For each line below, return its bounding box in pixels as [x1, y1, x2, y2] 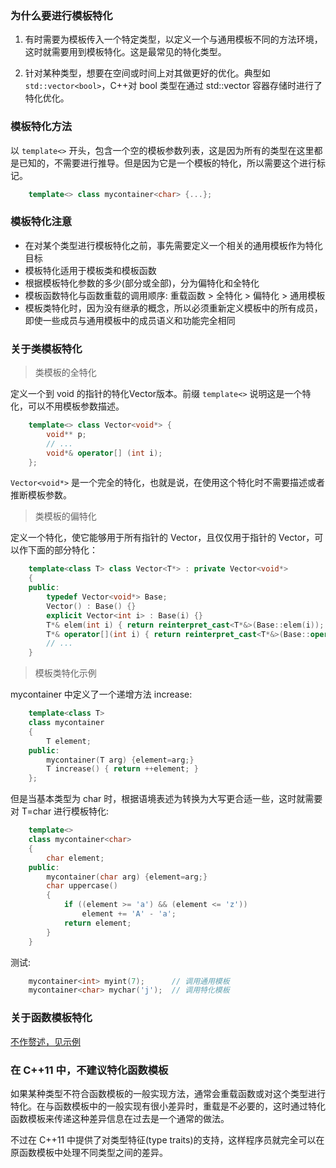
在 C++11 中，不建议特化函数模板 [10, 1063, 169, 1077]
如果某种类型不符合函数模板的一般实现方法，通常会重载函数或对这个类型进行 [10, 1087, 326, 1099]
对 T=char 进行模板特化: [10, 805, 110, 817]
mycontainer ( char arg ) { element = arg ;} [46, 872, 208, 882]
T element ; [46, 736, 92, 746]
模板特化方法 [10, 120, 73, 134]
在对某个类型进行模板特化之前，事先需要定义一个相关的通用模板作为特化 [24, 239, 323, 251]
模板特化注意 [10, 215, 73, 229]
